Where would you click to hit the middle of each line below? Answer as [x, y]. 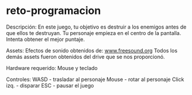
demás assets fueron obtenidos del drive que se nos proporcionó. [85, 57]
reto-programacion [54, 11]
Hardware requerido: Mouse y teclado [52, 68]
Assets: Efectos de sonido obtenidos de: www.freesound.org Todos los [92, 50]
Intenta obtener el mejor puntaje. [45, 39]
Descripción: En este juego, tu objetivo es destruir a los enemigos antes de [96, 27]
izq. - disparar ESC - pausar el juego [50, 85]
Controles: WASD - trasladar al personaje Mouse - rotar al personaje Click [95, 79]
